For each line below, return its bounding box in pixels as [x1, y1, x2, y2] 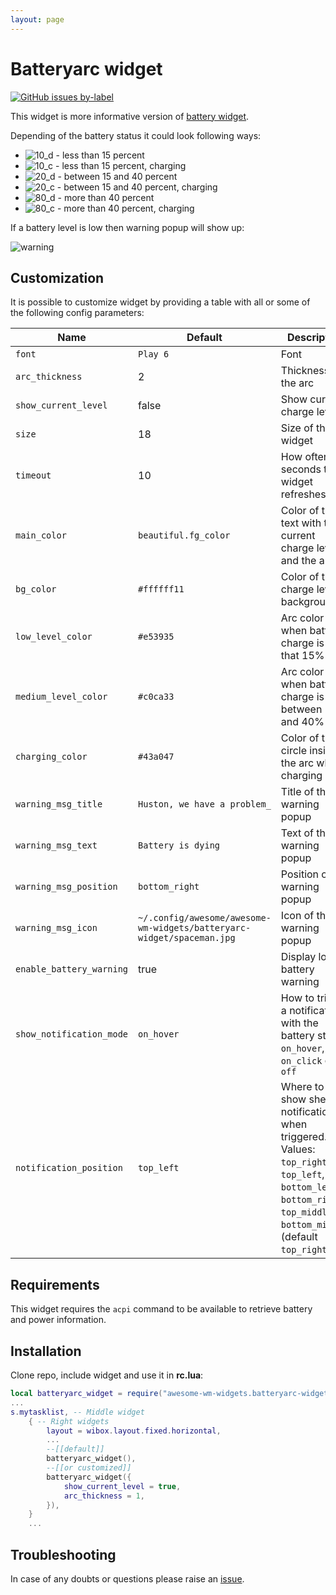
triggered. [280, 1130, 328, 1144]
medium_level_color [15, 691, 108, 703]
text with [280, 516, 322, 530]
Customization [10, 269, 105, 286]
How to [280, 991, 315, 1005]
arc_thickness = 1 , [63, 1491, 145, 1501]
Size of [280, 421, 314, 435]
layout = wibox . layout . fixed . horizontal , [46, 1426, 222, 1436]
